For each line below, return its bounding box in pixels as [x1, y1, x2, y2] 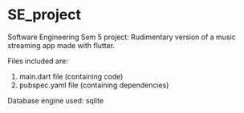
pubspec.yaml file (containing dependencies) [18, 80, 169, 90]
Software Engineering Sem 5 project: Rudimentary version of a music [7, 32, 236, 42]
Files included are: [7, 56, 69, 66]
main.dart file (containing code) [18, 71, 124, 81]
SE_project [7, 6, 82, 24]
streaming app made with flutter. [7, 40, 116, 50]
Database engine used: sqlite [7, 95, 104, 105]
